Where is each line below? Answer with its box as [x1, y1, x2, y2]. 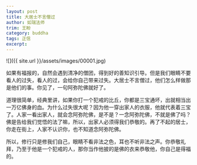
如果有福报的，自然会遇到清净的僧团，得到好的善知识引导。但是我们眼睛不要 [6, 69, 191, 76]
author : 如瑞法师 [6, 19, 45, 25]
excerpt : [6, 42, 28, 47]
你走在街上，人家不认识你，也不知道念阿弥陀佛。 [6, 125, 124, 132]
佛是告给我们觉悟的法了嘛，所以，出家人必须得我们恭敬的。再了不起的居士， [6, 118, 191, 125]
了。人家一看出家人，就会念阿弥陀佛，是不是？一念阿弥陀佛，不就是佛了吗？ [6, 111, 191, 118]
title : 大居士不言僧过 [6, 14, 56, 20]
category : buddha [6, 30, 49, 36]
